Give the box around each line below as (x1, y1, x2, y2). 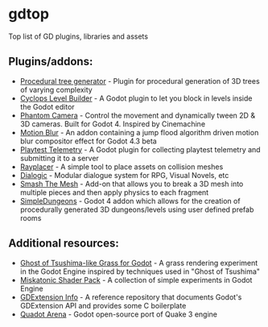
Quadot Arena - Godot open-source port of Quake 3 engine (19, 309, 218, 319)
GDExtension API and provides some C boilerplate (19, 300, 187, 310)
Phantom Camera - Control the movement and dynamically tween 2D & (19, 110, 256, 120)
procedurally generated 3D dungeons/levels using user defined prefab (19, 205, 254, 214)
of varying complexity (19, 85, 93, 94)
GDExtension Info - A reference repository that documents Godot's (19, 292, 242, 302)
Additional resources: (8, 237, 119, 250)
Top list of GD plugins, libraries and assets (8, 31, 149, 41)
